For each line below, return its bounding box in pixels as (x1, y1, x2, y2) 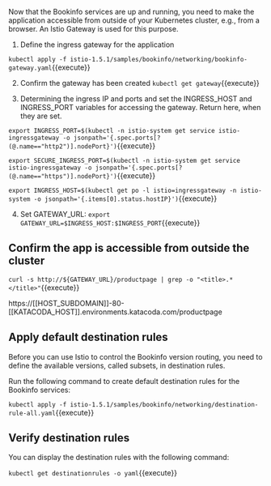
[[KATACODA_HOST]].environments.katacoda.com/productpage (8, 307, 222, 317)
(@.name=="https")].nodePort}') (8, 173, 117, 181)
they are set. (19, 111, 62, 121)
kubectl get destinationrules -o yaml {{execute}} (8, 468, 178, 478)
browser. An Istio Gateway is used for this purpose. (8, 24, 179, 33)
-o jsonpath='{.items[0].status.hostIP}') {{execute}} (33, 194, 218, 203)
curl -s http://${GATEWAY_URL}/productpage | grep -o (8, 275, 194, 283)
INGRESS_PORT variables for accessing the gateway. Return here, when (19, 103, 261, 112)
